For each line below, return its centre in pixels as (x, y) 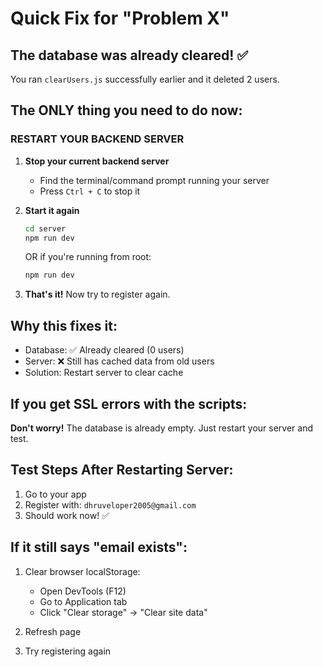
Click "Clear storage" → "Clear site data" (123, 612)
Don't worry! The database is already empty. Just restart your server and (161, 428)
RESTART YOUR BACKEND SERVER (97, 139)
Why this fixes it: (64, 325)
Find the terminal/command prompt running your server (154, 180)
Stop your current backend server (97, 161)
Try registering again (68, 651)
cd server (45, 228)
